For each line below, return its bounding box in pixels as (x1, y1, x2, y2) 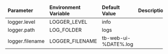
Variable (49, 10, 70, 17)
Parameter (7, 7, 33, 14)
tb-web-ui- (101, 35, 131, 41)
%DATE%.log (101, 41, 133, 48)
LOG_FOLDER (49, 27, 82, 33)
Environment (49, 4, 81, 10)
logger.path (7, 27, 35, 33)
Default (101, 4, 120, 10)
